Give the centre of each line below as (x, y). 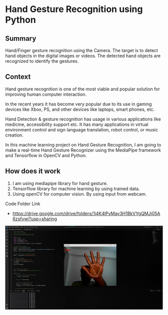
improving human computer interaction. (46, 94)
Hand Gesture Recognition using (74, 9)
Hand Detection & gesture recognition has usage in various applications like (83, 119)
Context (18, 77)
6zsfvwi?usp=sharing (35, 219)
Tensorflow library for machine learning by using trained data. (76, 189)
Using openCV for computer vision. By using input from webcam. (79, 194)
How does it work (33, 171)
